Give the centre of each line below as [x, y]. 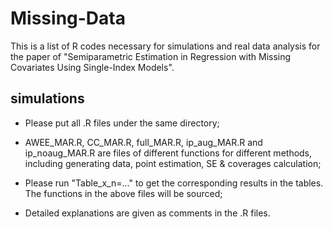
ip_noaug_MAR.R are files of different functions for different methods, [168, 153]
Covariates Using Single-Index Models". [92, 67]
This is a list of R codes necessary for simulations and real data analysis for [165, 46]
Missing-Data [68, 18]
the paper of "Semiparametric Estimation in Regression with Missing [151, 56]
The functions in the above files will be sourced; [123, 193]
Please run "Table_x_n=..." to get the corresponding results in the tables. [174, 183]
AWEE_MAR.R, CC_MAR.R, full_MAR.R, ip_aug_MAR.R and [143, 142]
